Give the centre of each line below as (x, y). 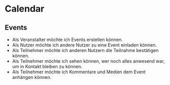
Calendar (24, 9)
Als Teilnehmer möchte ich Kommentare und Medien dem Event (79, 72)
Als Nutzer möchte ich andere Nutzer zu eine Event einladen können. (84, 45)
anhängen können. (32, 77)
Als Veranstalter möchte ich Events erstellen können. (67, 39)
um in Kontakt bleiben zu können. (47, 67)
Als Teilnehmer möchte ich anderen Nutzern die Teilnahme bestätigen (85, 50)
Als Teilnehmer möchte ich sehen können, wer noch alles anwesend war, (88, 61)
